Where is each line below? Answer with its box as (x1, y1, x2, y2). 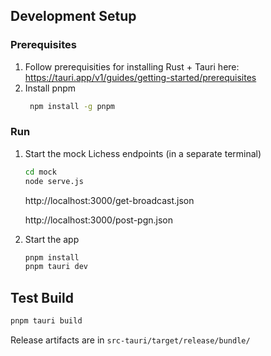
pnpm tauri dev (24, 262, 89, 272)
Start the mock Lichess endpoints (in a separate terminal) (24, 147, 262, 159)
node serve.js (24, 176, 84, 186)
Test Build (10, 289, 74, 306)
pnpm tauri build (10, 316, 83, 326)
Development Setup (10, 8, 137, 25)
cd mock (24, 167, 57, 177)
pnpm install (24, 252, 80, 263)
